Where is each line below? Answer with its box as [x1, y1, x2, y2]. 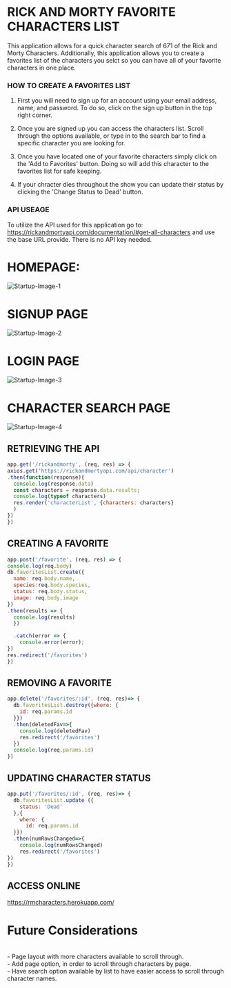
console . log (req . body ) [7, 562, 72, 569]
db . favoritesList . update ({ [13, 796, 94, 803]
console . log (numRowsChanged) [19, 842, 103, 849]
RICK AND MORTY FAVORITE [7, 4, 176, 20]
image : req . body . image [13, 594, 79, 601]
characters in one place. [7, 63, 76, 72]
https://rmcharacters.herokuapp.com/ [7, 898, 115, 907]
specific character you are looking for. [17, 139, 125, 147]
